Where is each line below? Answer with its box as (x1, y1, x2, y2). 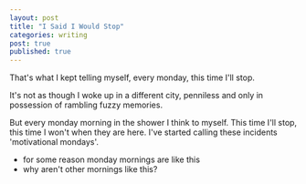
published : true (9, 47, 71, 56)
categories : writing (9, 30, 89, 39)
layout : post (9, 13, 59, 23)
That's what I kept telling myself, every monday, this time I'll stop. (9, 72, 256, 83)
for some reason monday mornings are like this (22, 154, 201, 165)
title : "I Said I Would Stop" (9, 22, 125, 31)
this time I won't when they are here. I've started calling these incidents (9, 127, 278, 138)
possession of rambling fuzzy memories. (9, 99, 163, 110)
